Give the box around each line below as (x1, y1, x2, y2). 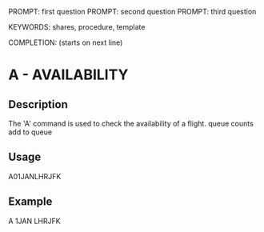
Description (8, 98, 68, 111)
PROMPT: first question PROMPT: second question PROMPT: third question (8, 7, 257, 16)
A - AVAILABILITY (8, 66, 129, 84)
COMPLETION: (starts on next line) (8, 38, 123, 47)
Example (8, 195, 53, 209)
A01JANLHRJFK (8, 171, 62, 181)
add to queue (8, 127, 53, 137)
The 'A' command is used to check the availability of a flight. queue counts (8, 119, 254, 128)
